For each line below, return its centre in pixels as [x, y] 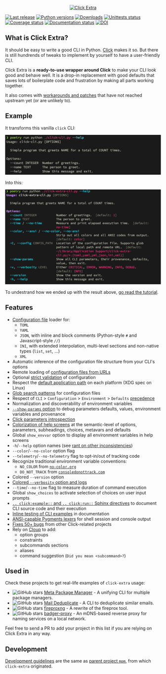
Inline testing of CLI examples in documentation [61, 514]
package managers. [33, 598]
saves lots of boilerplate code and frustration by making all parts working [80, 80]
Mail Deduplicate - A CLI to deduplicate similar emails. [99, 603]
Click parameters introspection [44, 419]
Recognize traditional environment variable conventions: [69, 461]
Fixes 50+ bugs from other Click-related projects [62, 524]
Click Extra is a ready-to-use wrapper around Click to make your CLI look [81, 70]
